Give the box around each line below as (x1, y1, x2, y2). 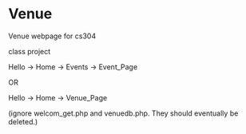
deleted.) (8, 116, 38, 126)
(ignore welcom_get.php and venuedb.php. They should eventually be (8, 108, 239, 118)
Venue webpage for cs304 (8, 31, 97, 41)
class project (8, 46, 51, 56)
